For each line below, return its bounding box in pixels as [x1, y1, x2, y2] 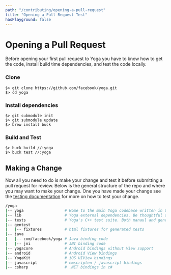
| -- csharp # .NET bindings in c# [5, 265, 113, 270]
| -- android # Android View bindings [5, 251, 117, 256]
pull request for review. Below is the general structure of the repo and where [5, 183, 165, 189]
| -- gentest [5, 222, 31, 227]
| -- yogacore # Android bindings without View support [5, 245, 154, 251]
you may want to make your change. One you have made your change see [5, 188, 161, 194]
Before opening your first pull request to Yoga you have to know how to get [5, 56, 163, 62]
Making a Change [5, 163, 62, 172]
